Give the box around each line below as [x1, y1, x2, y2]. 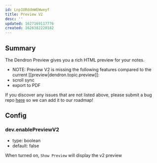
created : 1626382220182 [5, 26, 54, 31]
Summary [5, 44, 36, 52]
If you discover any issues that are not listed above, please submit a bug [5, 92, 152, 98]
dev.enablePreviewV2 [5, 126, 59, 133]
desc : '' [5, 16, 23, 21]
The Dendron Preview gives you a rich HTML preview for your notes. [5, 57, 145, 63]
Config [5, 112, 27, 120]
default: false [12, 143, 39, 149]
